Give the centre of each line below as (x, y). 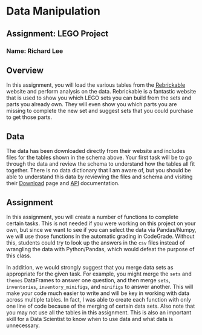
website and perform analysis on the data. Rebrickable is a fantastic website (101, 92)
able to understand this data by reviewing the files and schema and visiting (99, 177)
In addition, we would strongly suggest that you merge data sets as (90, 267)
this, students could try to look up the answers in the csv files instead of (96, 242)
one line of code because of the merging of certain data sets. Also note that (101, 306)
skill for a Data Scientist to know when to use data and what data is (90, 319)
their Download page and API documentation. (63, 183)
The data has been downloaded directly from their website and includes (96, 151)
